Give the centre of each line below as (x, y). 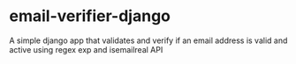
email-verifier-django (90, 16)
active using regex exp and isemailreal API (86, 49)
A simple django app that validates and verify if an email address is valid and (148, 40)
